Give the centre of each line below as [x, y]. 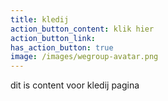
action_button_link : [53, 38]
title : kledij [40, 19]
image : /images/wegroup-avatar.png [84, 57]
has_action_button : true [62, 47]
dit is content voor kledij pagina [75, 85]
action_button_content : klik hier [82, 29]
